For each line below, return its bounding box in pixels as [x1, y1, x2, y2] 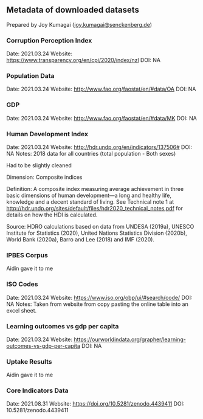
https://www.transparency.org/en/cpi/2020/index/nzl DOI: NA [6, 57, 161, 64]
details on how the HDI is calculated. [6, 211, 98, 218]
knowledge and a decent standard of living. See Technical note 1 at [6, 198, 174, 206]
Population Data [6, 72, 55, 80]
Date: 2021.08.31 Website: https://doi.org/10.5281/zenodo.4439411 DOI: [6, 400, 185, 407]
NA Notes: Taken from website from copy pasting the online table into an [6, 300, 188, 308]
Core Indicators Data [6, 386, 69, 395]
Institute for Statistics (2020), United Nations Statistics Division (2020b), [6, 229, 187, 237]
